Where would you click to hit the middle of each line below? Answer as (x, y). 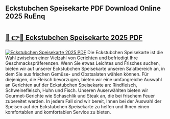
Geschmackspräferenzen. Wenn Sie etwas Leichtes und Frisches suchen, (83, 63)
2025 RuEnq (25, 17)
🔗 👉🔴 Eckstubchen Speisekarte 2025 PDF (74, 38)
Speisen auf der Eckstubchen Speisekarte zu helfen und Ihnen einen (77, 106)
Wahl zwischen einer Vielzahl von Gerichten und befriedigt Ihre (72, 58)
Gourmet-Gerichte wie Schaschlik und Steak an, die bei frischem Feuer (80, 96)
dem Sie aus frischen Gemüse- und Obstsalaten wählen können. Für (77, 74)
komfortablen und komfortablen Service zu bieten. (58, 112)
